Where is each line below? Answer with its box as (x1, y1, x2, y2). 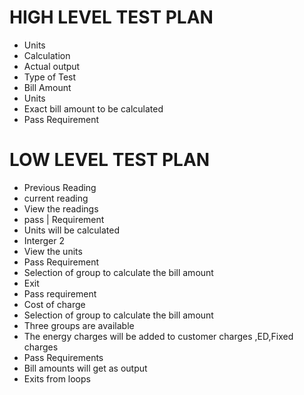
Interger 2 (23, 234, 65, 246)
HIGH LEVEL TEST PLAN (9, 6, 214, 29)
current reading (23, 192, 89, 204)
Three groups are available (23, 319, 135, 331)
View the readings (23, 202, 99, 215)
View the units (23, 245, 83, 257)
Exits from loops (23, 372, 91, 385)
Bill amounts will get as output (23, 362, 148, 374)
